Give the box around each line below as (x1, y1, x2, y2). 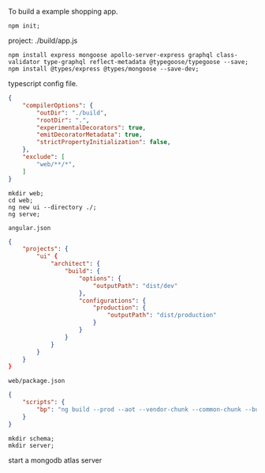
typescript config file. (8, 79, 78, 88)
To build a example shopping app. (8, 7, 118, 16)
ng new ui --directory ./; (8, 203, 97, 211)
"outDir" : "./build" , (36, 108, 108, 117)
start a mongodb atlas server (8, 455, 103, 465)
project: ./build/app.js (8, 36, 78, 45)
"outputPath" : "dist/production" (106, 312, 217, 320)
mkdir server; (8, 441, 55, 449)
